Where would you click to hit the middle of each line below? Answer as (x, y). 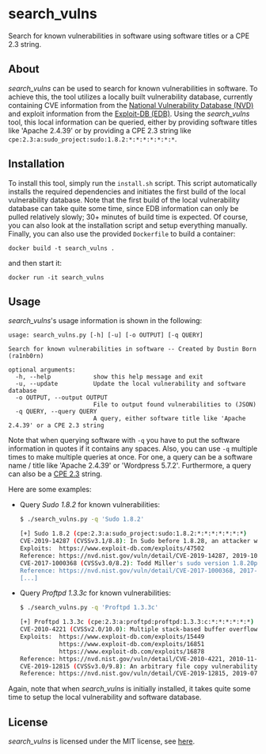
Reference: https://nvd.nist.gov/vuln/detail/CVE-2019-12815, (124, 674)
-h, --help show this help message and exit (109, 377)
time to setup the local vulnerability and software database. (105, 697)
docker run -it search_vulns (56, 277)
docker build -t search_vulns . (61, 248)
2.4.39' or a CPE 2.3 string (56, 425)
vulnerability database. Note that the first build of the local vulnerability (124, 200)
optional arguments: (42, 370)
